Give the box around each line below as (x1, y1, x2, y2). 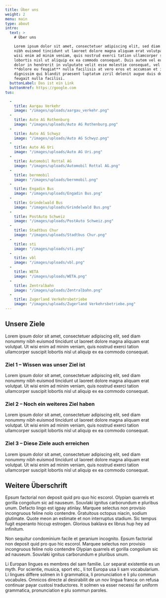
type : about (5, 21, 30, 26)
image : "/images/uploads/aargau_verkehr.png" (14, 108, 110, 113)
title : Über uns (5, 7, 39, 12)
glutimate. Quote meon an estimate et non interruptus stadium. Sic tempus (5, 516, 157, 522)
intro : (5, 26, 19, 31)
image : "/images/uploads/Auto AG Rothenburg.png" (14, 122, 119, 127)
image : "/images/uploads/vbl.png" (14, 260, 85, 265)
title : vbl (14, 256, 37, 261)
